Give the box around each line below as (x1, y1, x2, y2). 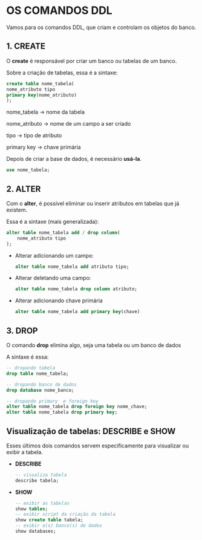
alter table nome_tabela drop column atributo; (15, 286, 137, 292)
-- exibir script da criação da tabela (15, 512, 116, 518)
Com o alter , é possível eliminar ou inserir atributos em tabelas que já (6, 200, 180, 207)
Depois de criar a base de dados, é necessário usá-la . (6, 155, 142, 163)
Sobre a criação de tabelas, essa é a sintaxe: (6, 69, 118, 76)
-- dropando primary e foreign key (6, 398, 99, 404)
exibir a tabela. (6, 448, 44, 455)
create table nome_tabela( (6, 80, 74, 86)
